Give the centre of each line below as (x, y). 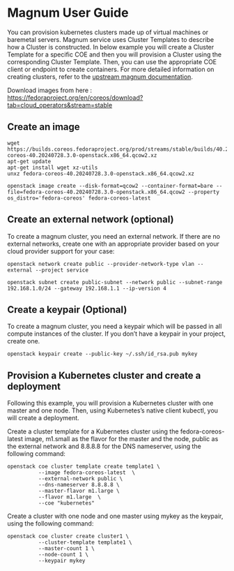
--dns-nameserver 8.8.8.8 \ (79, 485)
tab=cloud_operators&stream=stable (60, 105)
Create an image (44, 127)
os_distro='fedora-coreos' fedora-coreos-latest (79, 198)
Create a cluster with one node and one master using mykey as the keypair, (115, 516)
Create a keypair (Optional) (67, 310)
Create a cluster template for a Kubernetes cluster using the (93, 431)
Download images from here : (50, 90)
